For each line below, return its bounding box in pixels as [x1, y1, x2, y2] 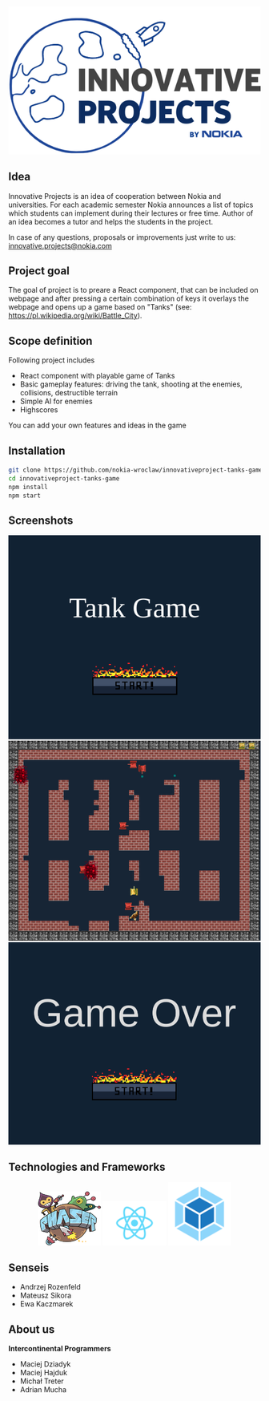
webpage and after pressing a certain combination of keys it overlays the [8, 294, 250, 303]
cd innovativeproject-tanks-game [8, 474, 120, 483]
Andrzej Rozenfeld [19, 1282, 82, 1292]
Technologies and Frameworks [8, 1160, 166, 1174]
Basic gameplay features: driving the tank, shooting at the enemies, [19, 379, 243, 389]
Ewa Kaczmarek [19, 1299, 74, 1309]
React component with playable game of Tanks [19, 371, 175, 381]
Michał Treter [19, 1376, 64, 1386]
